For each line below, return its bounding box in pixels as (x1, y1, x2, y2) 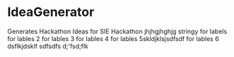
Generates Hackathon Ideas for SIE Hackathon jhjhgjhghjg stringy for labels (7, 27, 228, 35)
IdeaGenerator (7, 4, 95, 20)
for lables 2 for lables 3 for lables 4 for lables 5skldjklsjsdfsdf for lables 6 (7, 34, 219, 42)
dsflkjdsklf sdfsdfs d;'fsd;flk (7, 42, 89, 50)
